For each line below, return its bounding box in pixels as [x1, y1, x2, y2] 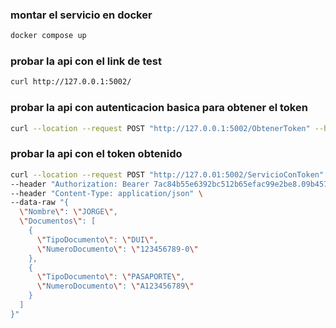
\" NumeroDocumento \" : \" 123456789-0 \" [36, 244, 199, 254]
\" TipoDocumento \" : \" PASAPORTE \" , [36, 272, 186, 282]
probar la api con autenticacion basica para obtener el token [10, 101, 308, 115]
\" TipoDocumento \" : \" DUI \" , [36, 234, 159, 245]
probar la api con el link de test [10, 54, 162, 68]
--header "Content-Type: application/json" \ [10, 188, 203, 198]
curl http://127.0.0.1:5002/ [10, 77, 132, 87]
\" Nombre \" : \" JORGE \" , [19, 207, 118, 217]
